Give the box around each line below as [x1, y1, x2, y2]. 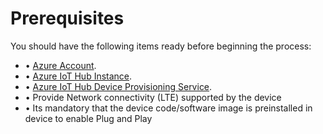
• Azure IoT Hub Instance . [24, 70, 133, 82]
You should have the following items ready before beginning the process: [10, 40, 312, 52]
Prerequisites [10, 7, 125, 30]
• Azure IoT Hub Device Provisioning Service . [24, 80, 213, 92]
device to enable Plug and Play [24, 112, 153, 124]
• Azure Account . [24, 59, 97, 71]
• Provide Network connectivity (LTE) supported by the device [24, 91, 282, 103]
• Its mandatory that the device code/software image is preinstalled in [24, 102, 313, 114]
